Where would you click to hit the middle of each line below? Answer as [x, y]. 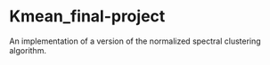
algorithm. [28, 50]
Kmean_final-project [87, 16]
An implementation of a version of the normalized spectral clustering [135, 41]
